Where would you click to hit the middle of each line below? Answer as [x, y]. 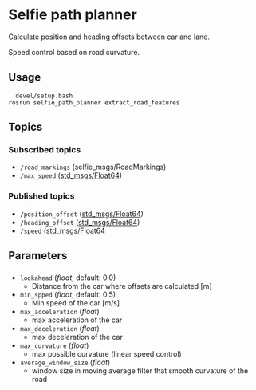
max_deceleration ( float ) [59, 329]
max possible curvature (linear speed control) [106, 354]
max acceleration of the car [77, 320]
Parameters [38, 256]
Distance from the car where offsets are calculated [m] [122, 286]
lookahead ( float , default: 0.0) [68, 278]
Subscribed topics [45, 150]
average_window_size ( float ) [65, 362]
